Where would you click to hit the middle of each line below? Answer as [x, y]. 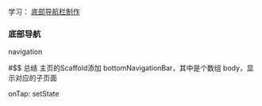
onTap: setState [34, 94]
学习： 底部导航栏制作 [44, 11]
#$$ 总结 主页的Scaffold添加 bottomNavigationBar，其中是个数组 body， [128, 68]
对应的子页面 [36, 78]
